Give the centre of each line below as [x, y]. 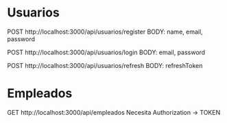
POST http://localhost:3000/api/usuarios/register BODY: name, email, [105, 32]
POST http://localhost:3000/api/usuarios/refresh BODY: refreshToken [105, 65]
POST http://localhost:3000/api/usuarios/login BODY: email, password [106, 52]
